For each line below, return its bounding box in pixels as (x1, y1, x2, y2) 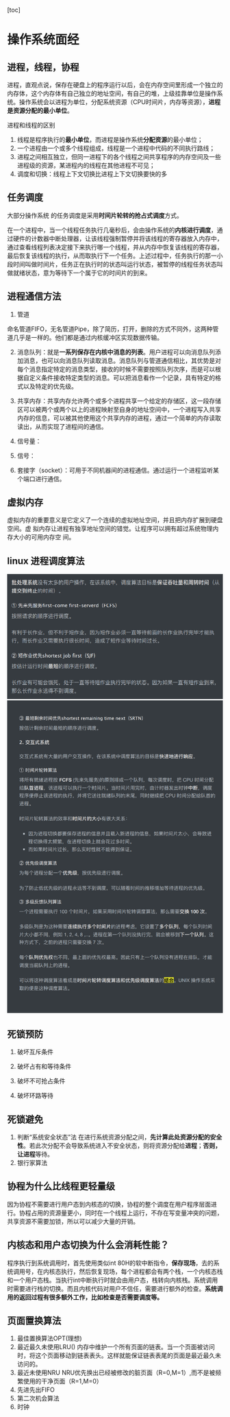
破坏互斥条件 (16, 1048, 53, 1056)
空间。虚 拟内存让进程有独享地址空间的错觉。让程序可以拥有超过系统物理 (7, 524, 213, 533)
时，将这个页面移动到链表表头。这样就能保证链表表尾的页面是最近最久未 (16, 1351, 221, 1359)
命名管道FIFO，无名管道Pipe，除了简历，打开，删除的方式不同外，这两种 (7, 325, 214, 333)
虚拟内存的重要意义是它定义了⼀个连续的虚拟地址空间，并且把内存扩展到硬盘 (7, 516, 223, 524)
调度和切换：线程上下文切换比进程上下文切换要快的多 (16, 170, 168, 177)
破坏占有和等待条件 (16, 1062, 72, 1071)
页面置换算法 (7, 1315, 62, 1327)
